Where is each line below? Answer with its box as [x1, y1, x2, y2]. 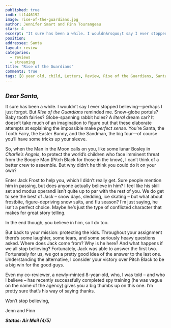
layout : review [5, 45, 38, 50]
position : [5, 36, 26, 41]
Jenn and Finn [5, 307, 36, 313]
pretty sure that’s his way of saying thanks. [5, 288, 95, 294]
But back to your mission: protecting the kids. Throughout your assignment [5, 229, 162, 235]
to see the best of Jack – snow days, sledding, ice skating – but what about [5, 193, 163, 199]
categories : [5, 50, 31, 55]
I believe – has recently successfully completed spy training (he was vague [5, 277, 163, 283]
